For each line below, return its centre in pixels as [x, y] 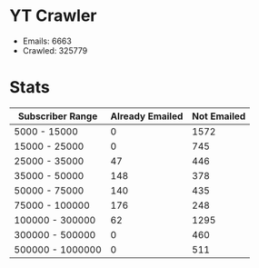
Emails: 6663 [47, 41]
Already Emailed [147, 116]
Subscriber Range [58, 116]
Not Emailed [219, 116]
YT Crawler [53, 16]
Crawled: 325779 [55, 50]
